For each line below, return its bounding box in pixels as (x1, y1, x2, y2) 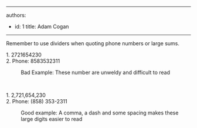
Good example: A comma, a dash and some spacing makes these (21, 109, 179, 116)
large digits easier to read (21, 116, 83, 122)
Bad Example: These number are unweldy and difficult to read (21, 69, 171, 76)
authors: (6, 12, 26, 18)
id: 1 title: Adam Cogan (14, 23, 69, 30)
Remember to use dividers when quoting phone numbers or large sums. (6, 40, 180, 47)
